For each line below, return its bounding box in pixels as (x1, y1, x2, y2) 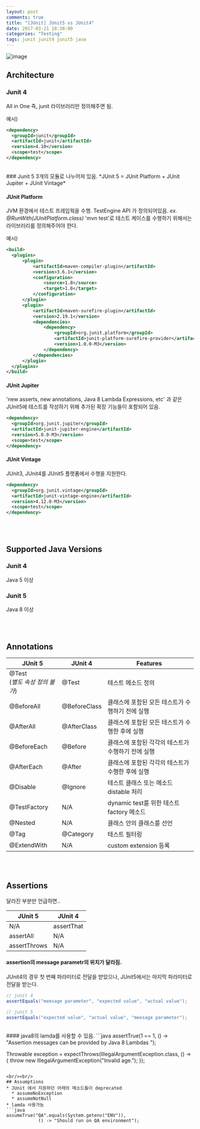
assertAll (9, 931, 34, 940)
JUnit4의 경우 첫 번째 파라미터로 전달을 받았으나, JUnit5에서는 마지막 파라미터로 (6, 973, 192, 980)
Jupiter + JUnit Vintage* (6, 179, 66, 186)
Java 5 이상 (6, 576, 34, 583)
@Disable (9, 783, 36, 791)
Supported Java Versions (6, 544, 102, 554)
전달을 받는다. (6, 980, 39, 987)
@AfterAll (9, 722, 36, 731)
